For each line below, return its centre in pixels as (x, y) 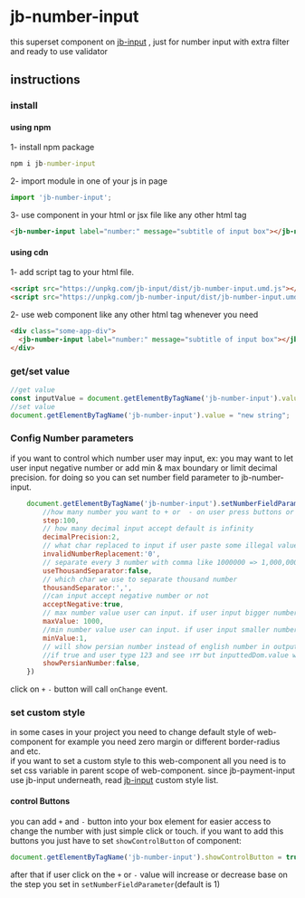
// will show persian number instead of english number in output (171, 646)
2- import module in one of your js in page (89, 181)
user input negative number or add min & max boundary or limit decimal (144, 467)
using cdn (29, 252)
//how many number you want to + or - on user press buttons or (169, 512)
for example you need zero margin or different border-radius (167, 742)
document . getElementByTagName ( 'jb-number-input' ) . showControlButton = (146, 857)
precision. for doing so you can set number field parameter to (125, 477)
